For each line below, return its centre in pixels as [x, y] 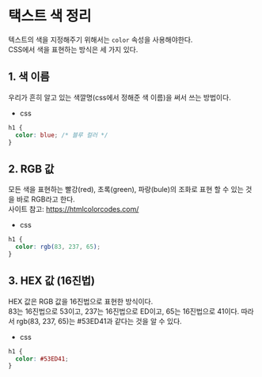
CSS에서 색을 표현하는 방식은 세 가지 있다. [73, 49]
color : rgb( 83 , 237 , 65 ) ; [58, 247]
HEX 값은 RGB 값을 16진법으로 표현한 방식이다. [81, 301]
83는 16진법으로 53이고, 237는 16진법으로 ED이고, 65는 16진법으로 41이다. [124, 311]
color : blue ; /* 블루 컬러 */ [62, 135]
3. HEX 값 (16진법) [51, 281]
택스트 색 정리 [50, 16]
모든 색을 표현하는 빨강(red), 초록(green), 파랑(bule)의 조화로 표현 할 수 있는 [126, 190]
